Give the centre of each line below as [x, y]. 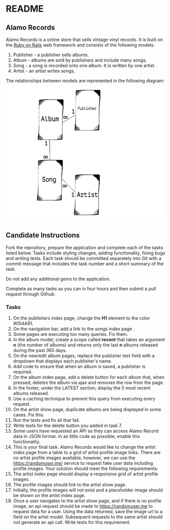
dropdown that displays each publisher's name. [62, 361]
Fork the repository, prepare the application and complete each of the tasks [84, 247]
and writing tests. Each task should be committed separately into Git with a [83, 258]
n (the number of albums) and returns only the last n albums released [86, 345]
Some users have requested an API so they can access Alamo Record [86, 431]
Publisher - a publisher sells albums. [51, 55]
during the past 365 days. [40, 350]
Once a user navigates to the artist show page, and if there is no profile [87, 501]
